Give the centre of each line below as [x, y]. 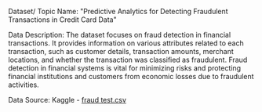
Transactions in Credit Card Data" [62, 20]
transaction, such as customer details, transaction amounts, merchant [121, 51]
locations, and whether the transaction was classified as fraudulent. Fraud [128, 60]
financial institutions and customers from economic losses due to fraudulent [131, 76]
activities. [24, 85]
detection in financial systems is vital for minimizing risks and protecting [125, 68]
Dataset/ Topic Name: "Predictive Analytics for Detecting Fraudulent [118, 11]
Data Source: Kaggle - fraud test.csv [67, 100]
